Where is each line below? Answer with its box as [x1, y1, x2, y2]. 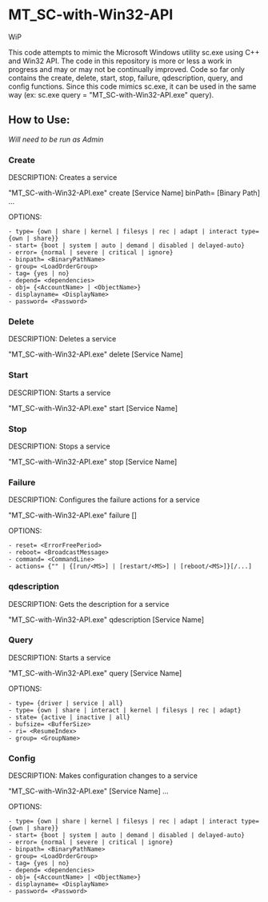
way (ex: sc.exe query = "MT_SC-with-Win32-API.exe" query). [8, 90, 214, 99]
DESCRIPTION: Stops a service [8, 441, 110, 451]
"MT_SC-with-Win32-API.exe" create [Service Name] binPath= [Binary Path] [8, 188, 260, 198]
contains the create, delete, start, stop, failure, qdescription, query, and [8, 73, 243, 82]
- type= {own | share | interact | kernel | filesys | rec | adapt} [8, 706, 242, 714]
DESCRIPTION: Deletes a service [8, 334, 117, 344]
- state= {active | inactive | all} [8, 713, 130, 721]
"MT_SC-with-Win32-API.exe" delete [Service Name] [8, 349, 184, 359]
